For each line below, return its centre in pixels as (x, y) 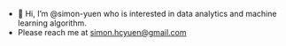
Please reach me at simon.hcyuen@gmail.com (102, 32)
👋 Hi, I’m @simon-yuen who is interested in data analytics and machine (147, 14)
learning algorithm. (52, 23)
